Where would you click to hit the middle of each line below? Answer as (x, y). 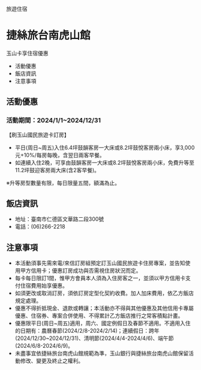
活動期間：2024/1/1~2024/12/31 (53, 120)
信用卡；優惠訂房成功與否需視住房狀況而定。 (86, 271)
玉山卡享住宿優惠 (27, 53)
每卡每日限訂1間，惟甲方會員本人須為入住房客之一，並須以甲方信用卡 (100, 278)
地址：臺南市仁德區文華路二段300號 (59, 219)
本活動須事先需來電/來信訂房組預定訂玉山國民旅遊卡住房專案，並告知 (100, 263)
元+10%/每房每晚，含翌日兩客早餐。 (60, 155)
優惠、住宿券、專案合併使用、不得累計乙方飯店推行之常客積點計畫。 (99, 316)
